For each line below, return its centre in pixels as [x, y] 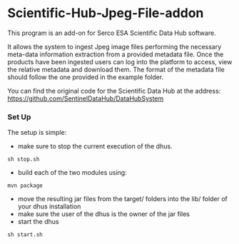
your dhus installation [49, 207]
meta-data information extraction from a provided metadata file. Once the [116, 54]
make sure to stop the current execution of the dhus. [95, 146]
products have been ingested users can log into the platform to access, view [120, 61]
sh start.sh [25, 235]
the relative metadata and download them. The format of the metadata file [116, 69]
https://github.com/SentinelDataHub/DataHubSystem [86, 98]
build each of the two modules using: [72, 173]
